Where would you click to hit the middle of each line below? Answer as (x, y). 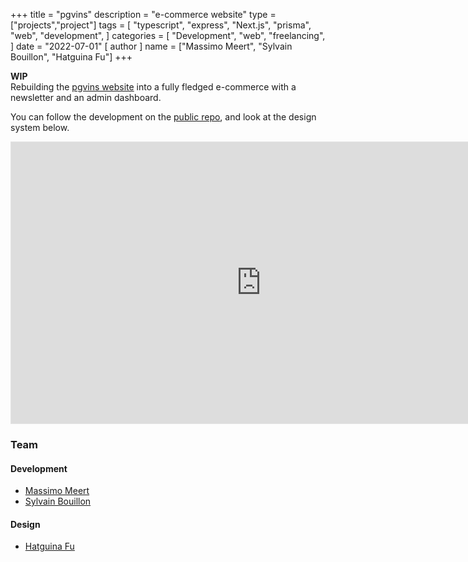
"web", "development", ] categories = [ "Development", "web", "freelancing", (168, 35)
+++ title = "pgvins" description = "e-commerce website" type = (143, 14)
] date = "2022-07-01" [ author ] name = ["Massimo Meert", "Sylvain (151, 46)
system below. (40, 127)
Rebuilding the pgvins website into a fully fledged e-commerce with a (153, 87)
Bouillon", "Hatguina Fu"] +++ (71, 57)
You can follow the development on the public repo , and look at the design (163, 117)
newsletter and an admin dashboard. (86, 97)
